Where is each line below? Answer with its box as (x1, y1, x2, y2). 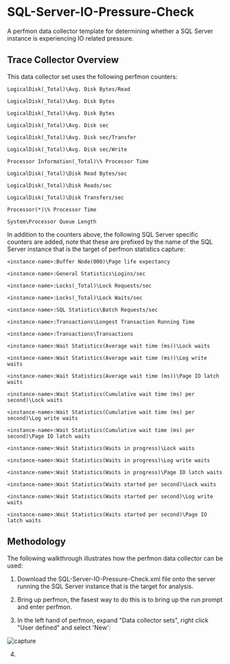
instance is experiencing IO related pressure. (7, 34, 134, 42)
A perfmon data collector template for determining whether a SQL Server (7, 27, 214, 35)
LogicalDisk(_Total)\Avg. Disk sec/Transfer (7, 133, 137, 141)
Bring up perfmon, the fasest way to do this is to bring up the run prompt (16, 595, 223, 603)
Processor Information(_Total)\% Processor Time (7, 158, 149, 165)
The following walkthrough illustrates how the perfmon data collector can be (7, 554, 223, 562)
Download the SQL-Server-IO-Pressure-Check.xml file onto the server (16, 575, 216, 583)
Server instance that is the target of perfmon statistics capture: (7, 245, 185, 253)
